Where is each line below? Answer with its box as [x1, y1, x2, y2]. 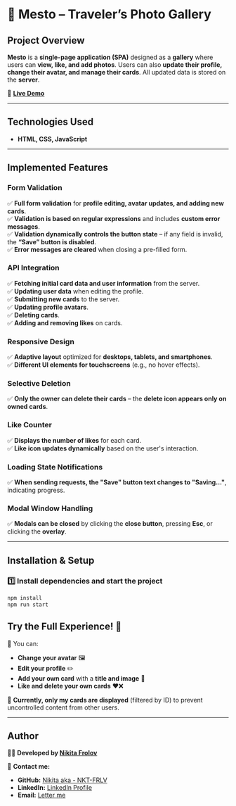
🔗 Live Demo [7, 89, 45, 97]
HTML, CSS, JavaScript [17, 134, 88, 143]
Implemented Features [7, 162, 109, 174]
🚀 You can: [7, 639, 39, 648]
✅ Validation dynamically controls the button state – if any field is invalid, [7, 229, 223, 238]
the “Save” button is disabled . [7, 237, 97, 246]
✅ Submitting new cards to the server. [7, 295, 120, 303]
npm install [7, 594, 42, 601]
